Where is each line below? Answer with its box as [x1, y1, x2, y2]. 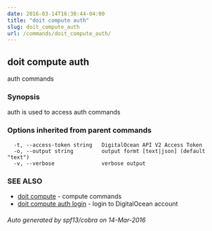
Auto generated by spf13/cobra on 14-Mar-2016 [7, 216, 146, 224]
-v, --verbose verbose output [13, 159, 146, 167]
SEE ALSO [7, 176, 43, 186]
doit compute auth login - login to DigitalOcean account [17, 199, 178, 208]
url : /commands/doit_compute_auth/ [7, 29, 112, 37]
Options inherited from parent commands [7, 126, 152, 136]
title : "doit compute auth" [7, 17, 90, 24]
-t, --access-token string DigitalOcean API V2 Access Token [13, 141, 202, 148]
